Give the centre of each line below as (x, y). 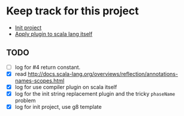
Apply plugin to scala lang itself (54, 33)
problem (25, 100)
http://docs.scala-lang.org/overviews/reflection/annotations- (103, 74)
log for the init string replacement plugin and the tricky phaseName (95, 93)
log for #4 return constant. (48, 67)
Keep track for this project (73, 11)
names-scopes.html (40, 80)
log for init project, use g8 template (58, 107)
